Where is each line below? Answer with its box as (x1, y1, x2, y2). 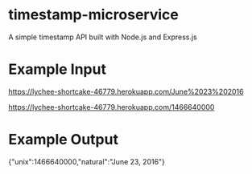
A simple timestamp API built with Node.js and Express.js (8, 32, 197, 42)
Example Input (8, 60, 107, 79)
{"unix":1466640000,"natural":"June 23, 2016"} (8, 156, 165, 166)
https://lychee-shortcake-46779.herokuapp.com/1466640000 (8, 102, 215, 111)
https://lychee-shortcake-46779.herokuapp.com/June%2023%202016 (8, 87, 244, 96)
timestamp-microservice (8, 6, 179, 24)
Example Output (8, 131, 119, 149)
